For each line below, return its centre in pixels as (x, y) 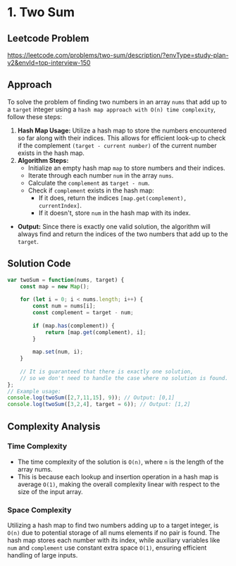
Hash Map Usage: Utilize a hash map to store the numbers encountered (122, 130)
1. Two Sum (41, 12)
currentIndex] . (60, 205)
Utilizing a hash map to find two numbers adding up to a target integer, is (113, 525)
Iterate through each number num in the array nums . (101, 175)
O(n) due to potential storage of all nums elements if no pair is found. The (114, 533)
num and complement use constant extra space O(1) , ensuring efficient (107, 548)
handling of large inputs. (43, 555)
